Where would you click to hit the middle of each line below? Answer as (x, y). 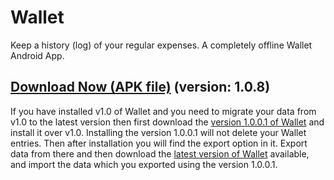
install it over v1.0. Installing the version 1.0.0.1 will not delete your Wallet (158, 132)
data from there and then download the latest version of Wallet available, (160, 153)
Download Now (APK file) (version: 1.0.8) (140, 87)
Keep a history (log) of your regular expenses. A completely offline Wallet (161, 45)
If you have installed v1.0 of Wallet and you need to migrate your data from (163, 111)
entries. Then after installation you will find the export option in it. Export (159, 143)
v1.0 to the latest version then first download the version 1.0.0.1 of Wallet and (167, 122)
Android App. (37, 55)
